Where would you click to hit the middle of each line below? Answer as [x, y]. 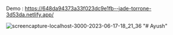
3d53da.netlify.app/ [30, 15]
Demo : [15, 8]
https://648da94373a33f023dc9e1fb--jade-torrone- [88, 8]
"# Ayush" [155, 26]
